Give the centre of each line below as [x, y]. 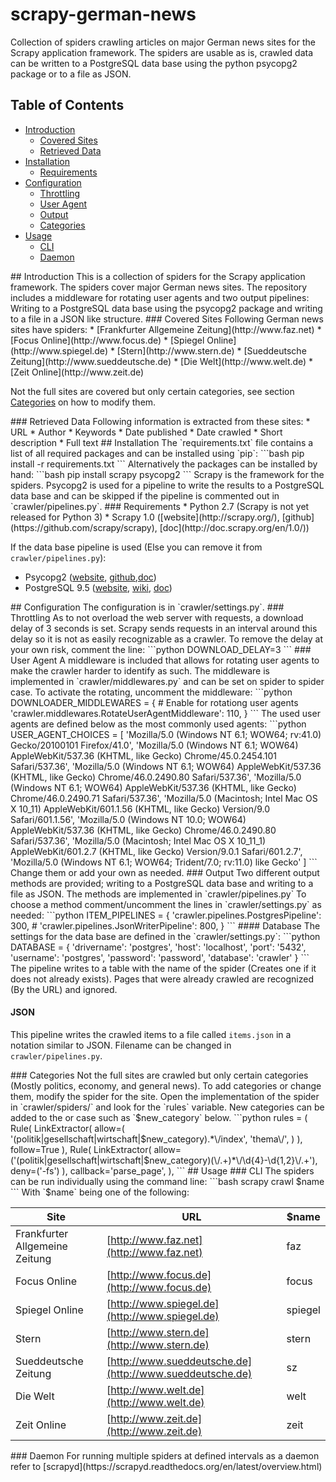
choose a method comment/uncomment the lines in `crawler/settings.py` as [166, 904]
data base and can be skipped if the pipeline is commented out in [145, 495]
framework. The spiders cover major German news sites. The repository [159, 287]
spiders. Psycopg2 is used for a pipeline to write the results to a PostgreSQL [167, 485]
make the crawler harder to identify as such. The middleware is [140, 670]
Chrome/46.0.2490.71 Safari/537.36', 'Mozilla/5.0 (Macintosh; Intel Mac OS [164, 798]
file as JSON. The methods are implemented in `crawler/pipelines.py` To [158, 894]
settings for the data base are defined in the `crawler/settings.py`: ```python [165, 936]
